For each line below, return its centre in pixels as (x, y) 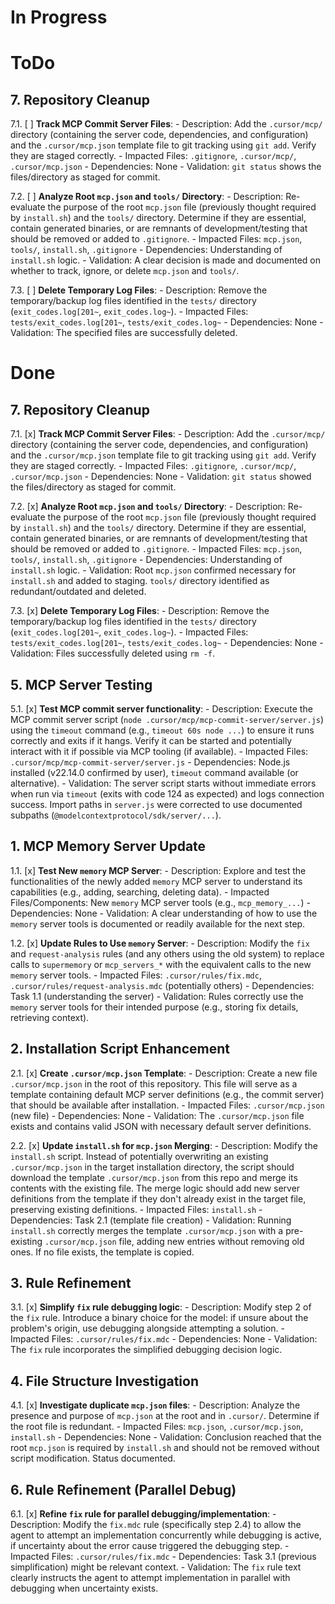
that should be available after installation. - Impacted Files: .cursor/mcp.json (167, 1105)
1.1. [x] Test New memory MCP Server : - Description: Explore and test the (158, 870)
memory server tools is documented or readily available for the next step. (158, 923)
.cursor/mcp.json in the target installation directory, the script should (152, 1167)
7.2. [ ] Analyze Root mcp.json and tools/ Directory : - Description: (147, 197)
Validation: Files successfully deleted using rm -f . (112, 653)
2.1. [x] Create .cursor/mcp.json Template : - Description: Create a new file (164, 1073)
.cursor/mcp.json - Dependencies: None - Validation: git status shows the (166, 167)
